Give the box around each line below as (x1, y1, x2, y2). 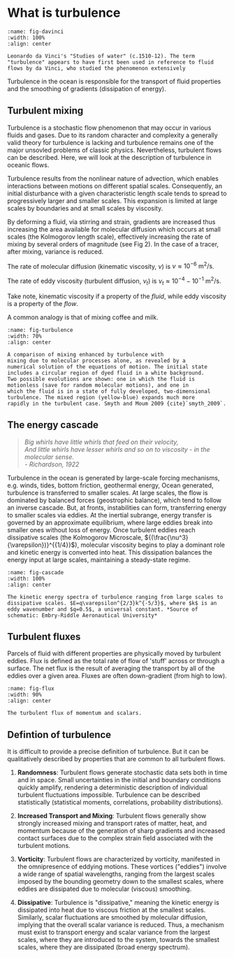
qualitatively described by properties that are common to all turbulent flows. (7, 755, 226, 763)
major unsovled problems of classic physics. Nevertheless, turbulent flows (7, 146, 222, 154)
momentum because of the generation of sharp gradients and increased (17, 826, 226, 835)
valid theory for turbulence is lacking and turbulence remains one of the (7, 138, 214, 146)
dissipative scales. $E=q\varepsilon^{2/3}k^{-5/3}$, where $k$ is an (7, 599, 217, 606)
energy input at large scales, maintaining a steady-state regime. (7, 555, 191, 564)
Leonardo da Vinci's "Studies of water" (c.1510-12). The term (7, 53, 196, 60)
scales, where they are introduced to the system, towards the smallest (17, 936, 220, 944)
